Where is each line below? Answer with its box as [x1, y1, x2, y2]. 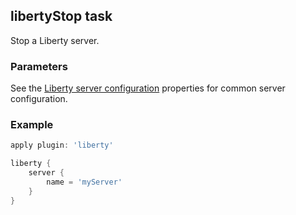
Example [10, 118, 54, 132]
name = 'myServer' [46, 177, 123, 188]
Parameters [10, 59, 68, 73]
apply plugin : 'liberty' [10, 140, 114, 151]
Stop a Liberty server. [10, 34, 100, 46]
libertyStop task [10, 8, 113, 25]
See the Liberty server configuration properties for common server [10, 82, 286, 94]
